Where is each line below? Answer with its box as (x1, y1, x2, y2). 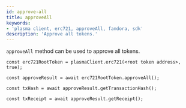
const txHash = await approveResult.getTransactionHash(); (6, 85, 157, 92)
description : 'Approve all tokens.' (6, 31, 98, 37)
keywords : (6, 20, 31, 26)
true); (6, 64, 23, 71)
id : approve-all (6, 8, 47, 15)
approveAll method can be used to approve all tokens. (6, 47, 140, 55)
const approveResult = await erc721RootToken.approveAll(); (6, 75, 160, 81)
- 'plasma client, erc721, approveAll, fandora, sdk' (6, 25, 144, 32)
